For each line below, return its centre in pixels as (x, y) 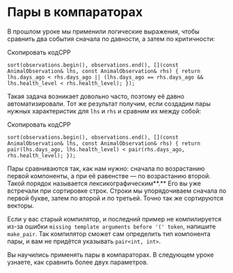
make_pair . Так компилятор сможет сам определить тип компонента (109, 233)
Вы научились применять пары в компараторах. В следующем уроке (111, 254)
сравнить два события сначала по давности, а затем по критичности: (111, 38)
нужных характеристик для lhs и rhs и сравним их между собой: (104, 111)
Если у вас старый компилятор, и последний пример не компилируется (114, 219)
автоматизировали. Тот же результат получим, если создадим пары (109, 103)
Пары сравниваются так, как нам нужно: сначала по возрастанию (106, 169)
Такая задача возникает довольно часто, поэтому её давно (96, 96)
